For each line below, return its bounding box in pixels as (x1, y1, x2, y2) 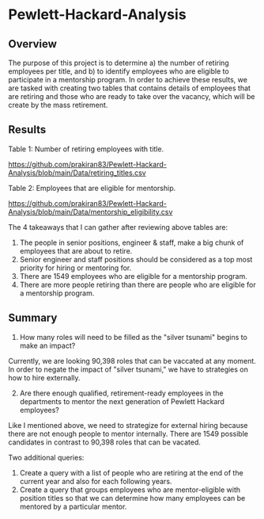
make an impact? (19, 341, 76, 350)
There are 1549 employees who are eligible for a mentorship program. (19, 271, 247, 280)
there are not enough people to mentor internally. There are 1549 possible (8, 429, 249, 438)
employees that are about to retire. (19, 246, 133, 255)
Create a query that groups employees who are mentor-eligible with (19, 485, 241, 494)
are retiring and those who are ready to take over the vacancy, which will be (8, 92, 255, 101)
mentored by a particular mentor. (19, 502, 127, 511)
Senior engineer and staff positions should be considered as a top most (19, 254, 253, 264)
